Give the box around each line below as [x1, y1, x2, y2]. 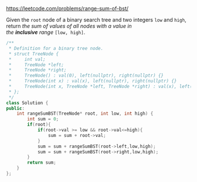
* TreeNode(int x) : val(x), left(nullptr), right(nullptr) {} [8, 78, 177, 84]
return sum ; [27, 160, 57, 166]
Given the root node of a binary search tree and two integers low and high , [6, 16, 186, 23]
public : [6, 105, 25, 111]
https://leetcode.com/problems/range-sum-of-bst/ [6, 5, 129, 12]
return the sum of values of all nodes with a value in [6, 23, 132, 29]
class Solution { [6, 99, 49, 106]
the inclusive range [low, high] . [6, 29, 86, 36]
